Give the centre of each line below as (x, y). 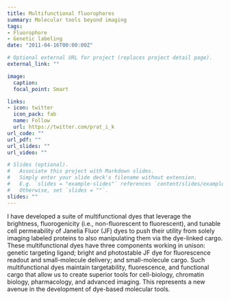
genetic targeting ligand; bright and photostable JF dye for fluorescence (109, 252)
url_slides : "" (29, 146)
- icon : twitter (30, 108)
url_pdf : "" (24, 140)
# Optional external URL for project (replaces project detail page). (110, 58)
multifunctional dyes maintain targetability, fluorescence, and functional (108, 267)
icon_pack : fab (35, 114)
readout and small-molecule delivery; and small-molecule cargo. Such (106, 260)
